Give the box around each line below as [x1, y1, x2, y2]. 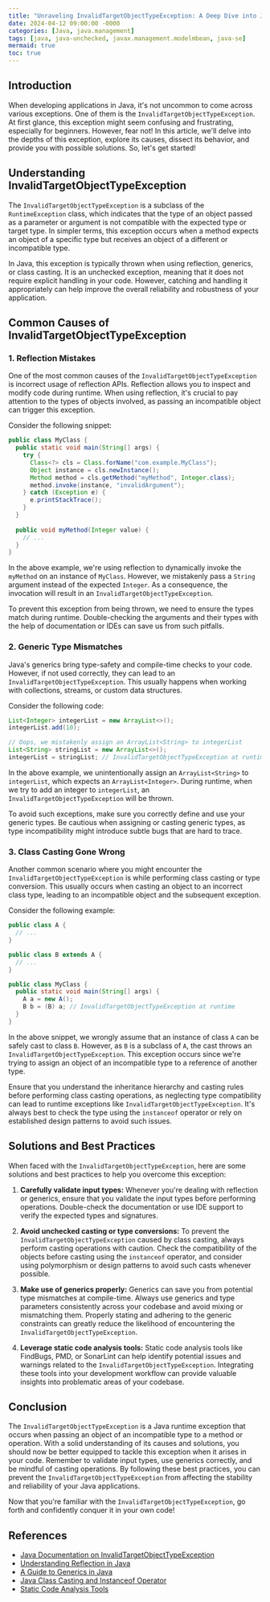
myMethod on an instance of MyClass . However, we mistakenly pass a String [8, 572, 256, 581]
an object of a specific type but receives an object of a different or [8, 234, 228, 244]
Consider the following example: [8, 906, 116, 915]
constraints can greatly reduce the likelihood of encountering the [19, 1318, 235, 1328]
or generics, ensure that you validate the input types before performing [19, 1193, 256, 1203]
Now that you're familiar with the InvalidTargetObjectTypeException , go [8, 1497, 246, 1506]
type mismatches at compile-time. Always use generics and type [19, 1292, 235, 1303]
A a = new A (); [22, 995, 74, 1004]
